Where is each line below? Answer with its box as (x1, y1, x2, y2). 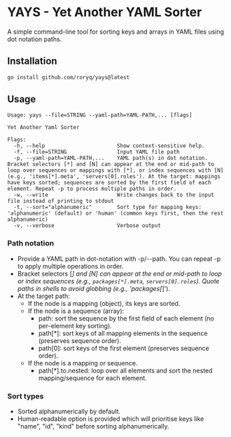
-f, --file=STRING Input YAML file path (13, 149, 180, 156)
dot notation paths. (7, 34, 62, 43)
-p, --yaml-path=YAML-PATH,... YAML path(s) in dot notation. (13, 155, 209, 162)
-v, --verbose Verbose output (13, 222, 161, 229)
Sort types (7, 391, 44, 401)
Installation (7, 55, 57, 67)
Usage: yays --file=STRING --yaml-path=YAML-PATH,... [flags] (7, 112, 192, 119)
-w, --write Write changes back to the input (13, 191, 215, 199)
